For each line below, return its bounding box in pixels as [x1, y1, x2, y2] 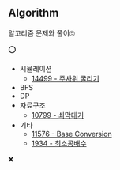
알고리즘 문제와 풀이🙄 [8, 28, 75, 38]
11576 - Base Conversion [31, 129, 112, 138]
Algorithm [8, 6, 59, 20]
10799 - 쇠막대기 [31, 110, 84, 119]
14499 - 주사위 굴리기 [31, 74, 100, 83]
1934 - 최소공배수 [31, 138, 87, 148]
